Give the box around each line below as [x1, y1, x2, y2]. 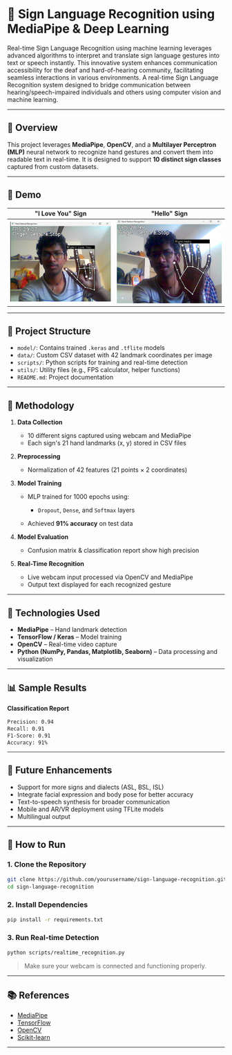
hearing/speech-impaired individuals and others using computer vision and [7, 88, 221, 96]
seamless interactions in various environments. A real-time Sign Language [7, 73, 219, 82]
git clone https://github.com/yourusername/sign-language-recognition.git [7, 876, 227, 883]
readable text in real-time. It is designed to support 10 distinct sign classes [7, 155, 222, 163]
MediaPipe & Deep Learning [7, 21, 170, 37]
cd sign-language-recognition [7, 883, 95, 891]
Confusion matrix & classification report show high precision [27, 547, 200, 555]
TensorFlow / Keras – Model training [17, 632, 122, 641]
